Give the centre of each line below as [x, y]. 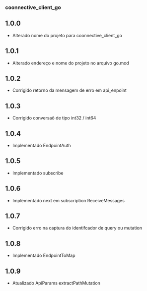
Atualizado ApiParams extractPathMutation [56, 283]
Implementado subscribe [38, 173]
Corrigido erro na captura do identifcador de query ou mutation [77, 228]
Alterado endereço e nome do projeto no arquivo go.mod [71, 63]
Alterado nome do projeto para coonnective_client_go [67, 35]
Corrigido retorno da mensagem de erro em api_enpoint [69, 90]
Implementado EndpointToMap [44, 256]
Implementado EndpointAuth [41, 145]
